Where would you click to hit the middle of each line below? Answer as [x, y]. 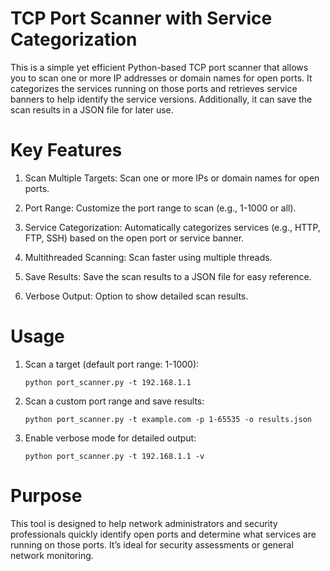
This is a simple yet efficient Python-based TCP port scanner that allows [159, 67]
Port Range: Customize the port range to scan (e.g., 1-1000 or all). [160, 208]
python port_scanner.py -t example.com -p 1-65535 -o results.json [168, 419]
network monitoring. [52, 555]
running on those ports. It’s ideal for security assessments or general [152, 544]
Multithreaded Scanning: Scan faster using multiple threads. [148, 257]
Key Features [66, 150]
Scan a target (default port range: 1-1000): [112, 364]
